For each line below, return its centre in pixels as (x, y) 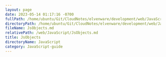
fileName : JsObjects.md (30, 28)
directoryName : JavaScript (33, 42)
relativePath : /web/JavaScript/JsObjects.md (52, 33)
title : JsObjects (23, 38)
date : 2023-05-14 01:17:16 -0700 (40, 14)
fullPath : (15, 19)
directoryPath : (21, 24)
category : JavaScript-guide (34, 47)
